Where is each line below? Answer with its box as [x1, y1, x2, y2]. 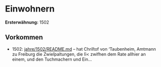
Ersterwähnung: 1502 [5, 19, 49, 25]
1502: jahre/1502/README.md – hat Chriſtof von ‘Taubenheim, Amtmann [12, 46, 156, 52]
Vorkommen [5, 33, 43, 41]
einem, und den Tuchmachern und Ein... [12, 56, 92, 62]
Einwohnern [5, 3, 55, 14]
